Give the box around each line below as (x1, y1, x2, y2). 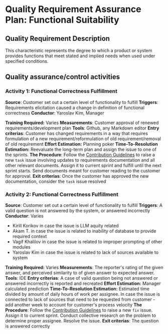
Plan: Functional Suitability (5, 14, 119, 26)
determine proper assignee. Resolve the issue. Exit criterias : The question (5, 317, 159, 323)
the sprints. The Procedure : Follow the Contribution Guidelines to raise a (5, 152, 155, 158)
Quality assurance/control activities (5, 73, 120, 81)
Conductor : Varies (5, 212, 44, 219)
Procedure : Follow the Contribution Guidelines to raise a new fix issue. (5, 307, 153, 313)
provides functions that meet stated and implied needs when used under (5, 53, 155, 59)
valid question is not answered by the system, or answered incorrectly (5, 207, 150, 213)
